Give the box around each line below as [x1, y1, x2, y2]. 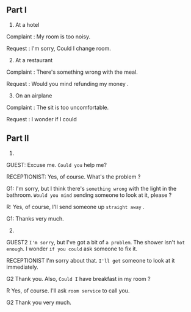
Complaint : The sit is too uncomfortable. [6, 104, 109, 111]
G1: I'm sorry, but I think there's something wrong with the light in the [6, 185, 177, 192]
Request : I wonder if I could [6, 115, 77, 122]
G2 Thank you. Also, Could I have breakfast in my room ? [6, 275, 151, 282]
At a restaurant [15, 56, 53, 63]
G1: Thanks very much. [6, 214, 64, 222]
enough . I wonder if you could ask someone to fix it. [6, 245, 138, 252]
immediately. [6, 263, 38, 271]
